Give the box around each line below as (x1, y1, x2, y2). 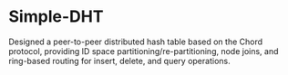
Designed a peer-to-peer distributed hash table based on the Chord (8, 36, 263, 47)
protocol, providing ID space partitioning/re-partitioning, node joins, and (8, 45, 279, 56)
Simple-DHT (8, 6, 104, 27)
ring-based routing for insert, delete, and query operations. (8, 55, 231, 66)
